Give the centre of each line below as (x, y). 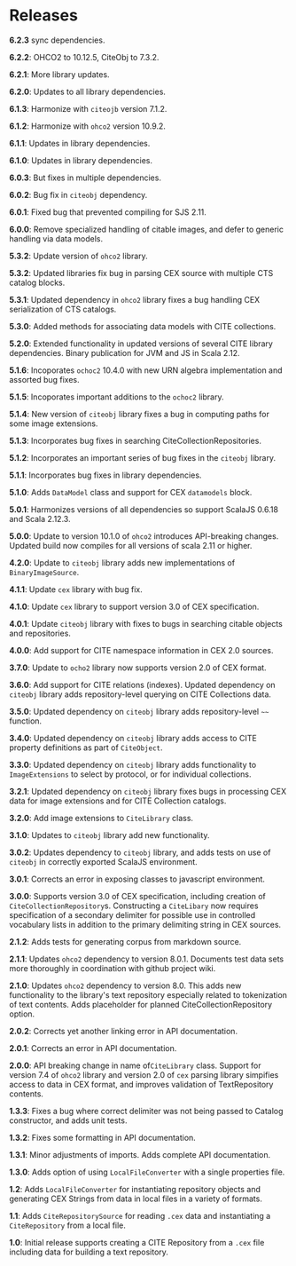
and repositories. (40, 633)
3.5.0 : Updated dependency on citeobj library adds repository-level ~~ (139, 711)
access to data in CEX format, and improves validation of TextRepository (141, 1084)
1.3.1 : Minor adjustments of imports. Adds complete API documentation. (140, 1154)
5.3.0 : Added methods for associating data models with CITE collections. (143, 326)
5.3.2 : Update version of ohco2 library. (78, 256)
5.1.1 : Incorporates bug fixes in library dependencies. (105, 475)
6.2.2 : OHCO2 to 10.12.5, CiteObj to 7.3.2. (84, 57)
